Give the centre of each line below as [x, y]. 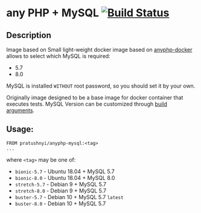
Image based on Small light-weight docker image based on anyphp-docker [99, 49]
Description [29, 35]
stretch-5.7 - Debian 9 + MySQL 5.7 [61, 184]
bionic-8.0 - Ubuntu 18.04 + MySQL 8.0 [65, 177]
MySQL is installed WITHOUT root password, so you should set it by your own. [101, 86]
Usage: [20, 129]
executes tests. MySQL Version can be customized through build [87, 104]
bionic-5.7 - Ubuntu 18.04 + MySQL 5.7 [65, 171]
